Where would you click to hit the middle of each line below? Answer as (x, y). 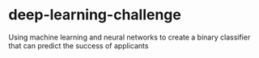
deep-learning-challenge (95, 15)
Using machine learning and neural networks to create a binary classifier (129, 37)
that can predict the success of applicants (79, 45)
